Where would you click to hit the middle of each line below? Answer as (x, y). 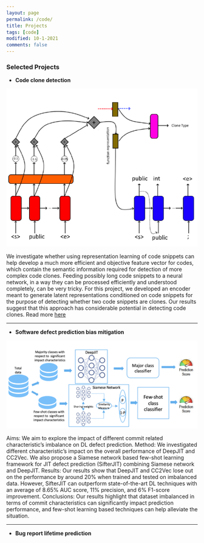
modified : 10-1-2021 (32, 39)
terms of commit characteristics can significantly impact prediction (90, 503)
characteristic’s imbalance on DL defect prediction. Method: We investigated (102, 445)
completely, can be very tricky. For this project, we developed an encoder (98, 289)
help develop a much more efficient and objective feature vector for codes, (100, 263)
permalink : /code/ (29, 19)
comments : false (27, 45)
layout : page (23, 13)
